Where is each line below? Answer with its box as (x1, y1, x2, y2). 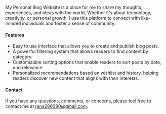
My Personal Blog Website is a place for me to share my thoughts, (5, 5, 143, 10)
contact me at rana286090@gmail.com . (5, 103, 89, 109)
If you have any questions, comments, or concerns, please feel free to (5, 98, 151, 104)
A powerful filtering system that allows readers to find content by (12, 48, 148, 54)
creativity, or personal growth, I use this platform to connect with (5, 15, 140, 21)
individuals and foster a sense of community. (22, 20, 116, 26)
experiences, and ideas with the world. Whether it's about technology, (5, 10, 152, 16)
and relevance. (12, 65, 44, 71)
